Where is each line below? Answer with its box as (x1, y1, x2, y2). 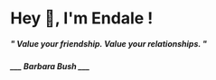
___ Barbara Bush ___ (10, 61, 90, 72)
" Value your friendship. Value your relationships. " (10, 38, 207, 49)
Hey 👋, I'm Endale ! (10, 8, 154, 29)
